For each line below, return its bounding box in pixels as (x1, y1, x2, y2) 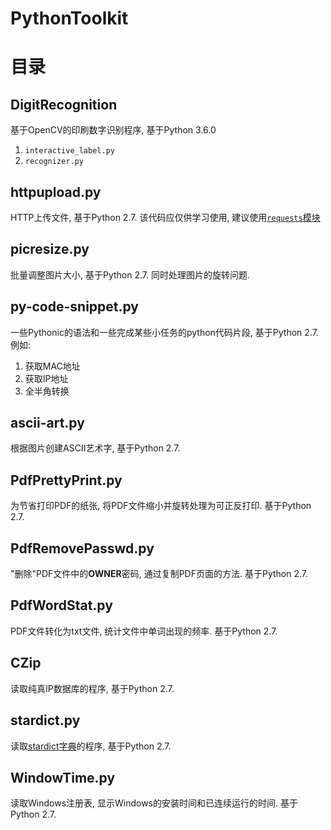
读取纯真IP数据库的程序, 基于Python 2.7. (10, 682, 175, 694)
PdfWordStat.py (10, 597, 113, 614)
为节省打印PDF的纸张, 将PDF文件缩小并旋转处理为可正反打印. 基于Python (10, 500, 312, 512)
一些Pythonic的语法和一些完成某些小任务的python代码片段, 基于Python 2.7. (10, 326, 319, 338)
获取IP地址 (24, 372, 69, 384)
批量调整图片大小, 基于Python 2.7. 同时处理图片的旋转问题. (10, 268, 250, 281)
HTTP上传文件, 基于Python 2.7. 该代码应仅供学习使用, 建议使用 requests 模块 (10, 212, 321, 223)
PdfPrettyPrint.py (10, 472, 123, 489)
